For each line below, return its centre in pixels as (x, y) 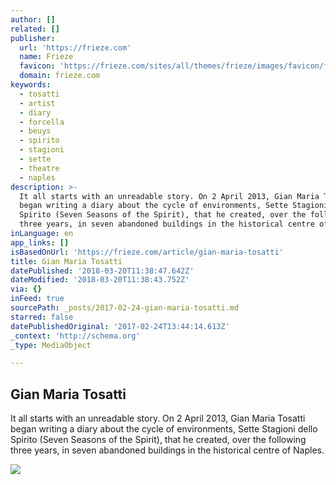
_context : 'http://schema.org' (75, 336)
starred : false (42, 317)
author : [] (33, 19)
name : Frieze (46, 57)
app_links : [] (40, 242)
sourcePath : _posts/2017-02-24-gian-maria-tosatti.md (125, 308)
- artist (37, 103)
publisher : (33, 38)
